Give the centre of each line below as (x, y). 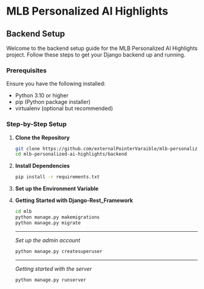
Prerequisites (26, 70)
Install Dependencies (42, 166)
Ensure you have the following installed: (56, 84)
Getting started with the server (53, 268)
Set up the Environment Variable (57, 189)
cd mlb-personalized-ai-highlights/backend (71, 154)
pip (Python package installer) (53, 102)
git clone (28, 148)
